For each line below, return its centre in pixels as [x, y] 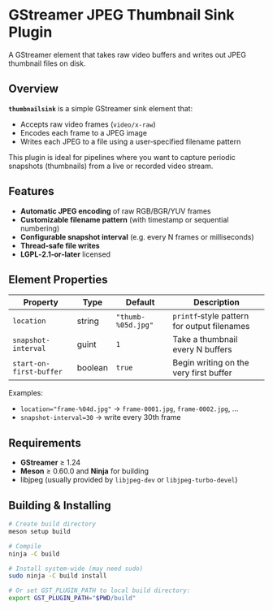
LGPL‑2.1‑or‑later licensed [65, 254]
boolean [92, 368]
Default [140, 302]
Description [217, 302]
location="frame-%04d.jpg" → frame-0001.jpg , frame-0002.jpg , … [129, 409]
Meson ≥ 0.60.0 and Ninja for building [84, 471]
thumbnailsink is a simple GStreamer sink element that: [101, 108]
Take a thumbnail [205, 340]
